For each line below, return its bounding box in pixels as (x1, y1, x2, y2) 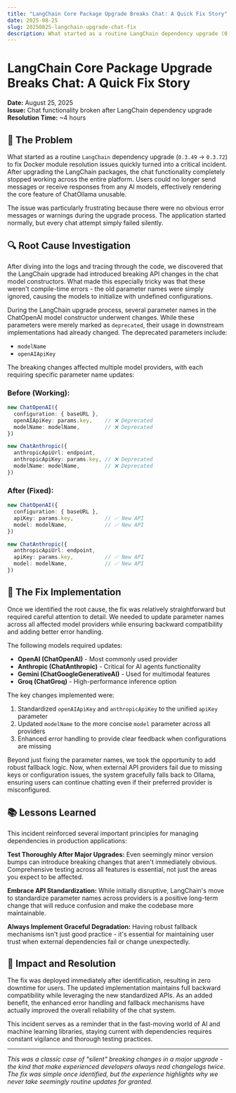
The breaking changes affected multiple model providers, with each (7, 363, 204, 371)
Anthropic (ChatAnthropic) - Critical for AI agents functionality (17, 662, 202, 670)
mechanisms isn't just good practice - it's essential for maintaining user (7, 930, 214, 938)
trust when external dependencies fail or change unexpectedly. (7, 937, 191, 946)
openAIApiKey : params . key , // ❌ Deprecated (13, 417, 153, 424)
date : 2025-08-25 (7, 17, 58, 24)
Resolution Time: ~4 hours (7, 113, 86, 122)
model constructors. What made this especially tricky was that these (7, 277, 206, 285)
